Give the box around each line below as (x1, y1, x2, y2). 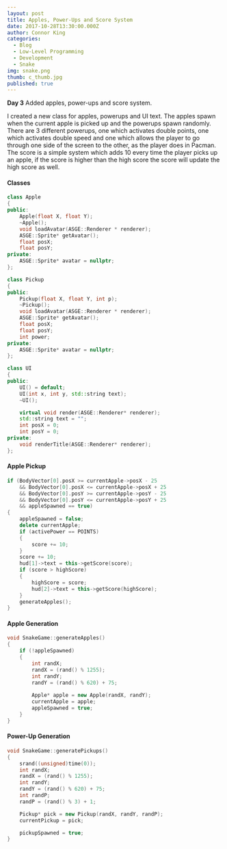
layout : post (7, 10, 44, 17)
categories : (7, 36, 41, 42)
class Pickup (7, 276, 44, 283)
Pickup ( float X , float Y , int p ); (19, 295, 118, 302)
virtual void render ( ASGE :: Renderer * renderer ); (19, 409, 161, 416)
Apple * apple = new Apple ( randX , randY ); (31, 692, 152, 699)
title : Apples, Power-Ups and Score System (7, 16, 133, 23)
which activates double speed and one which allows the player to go (7, 134, 200, 142)
